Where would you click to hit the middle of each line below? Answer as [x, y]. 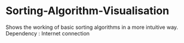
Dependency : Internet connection [48, 33]
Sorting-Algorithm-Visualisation [88, 11]
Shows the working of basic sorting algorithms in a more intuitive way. [92, 27]
